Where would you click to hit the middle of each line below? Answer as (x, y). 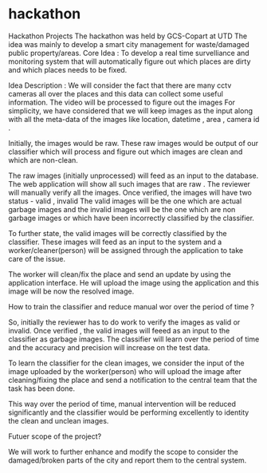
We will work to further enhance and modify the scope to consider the (124, 451)
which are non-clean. (43, 160)
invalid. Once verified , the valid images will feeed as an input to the (119, 330)
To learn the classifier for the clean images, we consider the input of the (126, 363)
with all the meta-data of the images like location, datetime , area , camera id (134, 119)
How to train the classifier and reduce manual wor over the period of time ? (132, 306)
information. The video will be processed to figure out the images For (122, 102)
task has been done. (42, 388)
